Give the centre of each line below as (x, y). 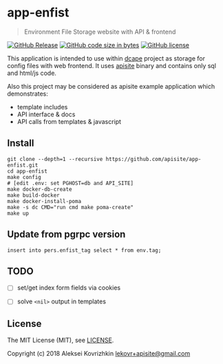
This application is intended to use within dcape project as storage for (106, 58)
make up (18, 213)
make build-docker (33, 195)
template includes (42, 107)
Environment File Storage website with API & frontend (100, 32)
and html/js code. (32, 73)
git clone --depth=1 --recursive (55, 159)
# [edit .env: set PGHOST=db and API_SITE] (71, 183)
